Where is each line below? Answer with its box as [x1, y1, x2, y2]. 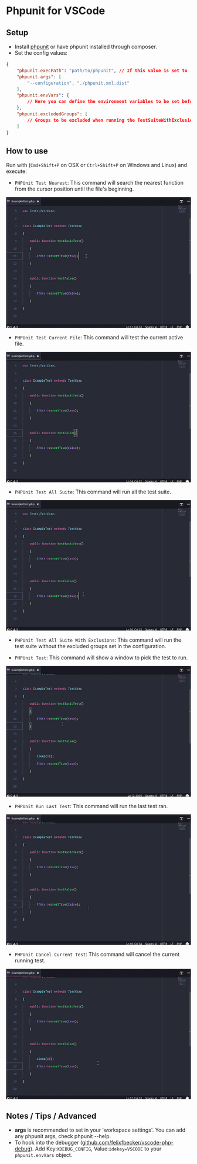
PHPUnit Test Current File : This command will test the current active [14, 333, 184, 341]
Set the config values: [14, 49, 68, 56]
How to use [6, 146, 48, 156]
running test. [14, 957, 46, 964]
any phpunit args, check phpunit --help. [14, 1133, 111, 1140]
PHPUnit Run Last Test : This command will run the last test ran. [14, 802, 168, 809]
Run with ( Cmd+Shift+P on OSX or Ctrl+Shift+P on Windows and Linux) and [6, 162, 188, 169]
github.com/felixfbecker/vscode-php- [81, 1139, 174, 1146]
